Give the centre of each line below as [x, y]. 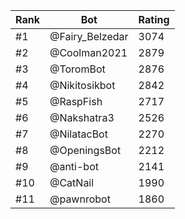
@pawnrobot [80, 199]
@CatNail [72, 182]
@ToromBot [77, 69]
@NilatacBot [78, 134]
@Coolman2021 [88, 52]
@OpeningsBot [85, 150]
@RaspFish [76, 101]
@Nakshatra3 [82, 117]
